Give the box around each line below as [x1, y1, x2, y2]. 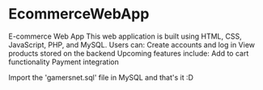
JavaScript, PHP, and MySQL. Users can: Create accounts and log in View [8, 39, 256, 49]
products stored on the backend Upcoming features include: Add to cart [8, 48, 249, 58]
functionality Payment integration [8, 57, 119, 67]
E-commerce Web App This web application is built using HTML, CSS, [8, 31, 242, 41]
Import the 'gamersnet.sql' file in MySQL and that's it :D [8, 72, 194, 82]
